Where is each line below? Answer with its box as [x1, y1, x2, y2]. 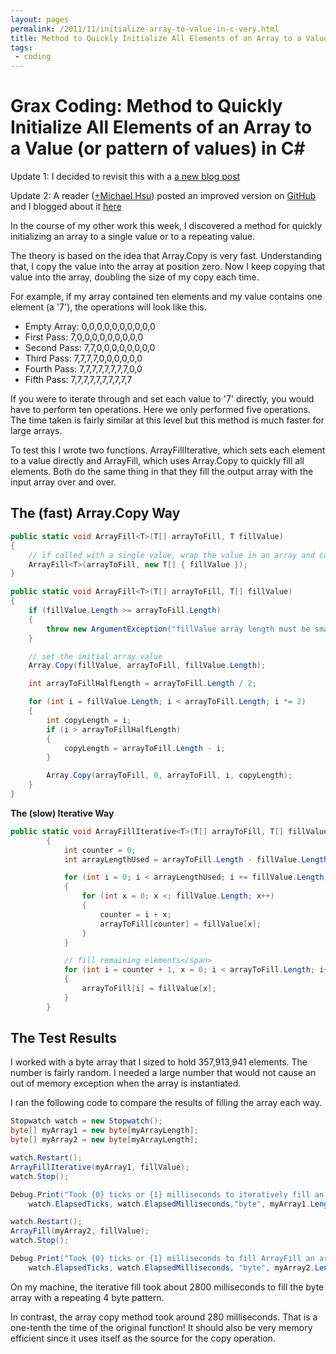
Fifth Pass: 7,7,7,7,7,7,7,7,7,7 [24, 374, 133, 386]
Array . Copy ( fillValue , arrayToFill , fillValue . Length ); [28, 661, 267, 671]
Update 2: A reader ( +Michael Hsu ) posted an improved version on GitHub [10, 190, 317, 202]
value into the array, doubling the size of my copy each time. [10, 271, 260, 283]
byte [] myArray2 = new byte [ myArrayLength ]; [10, 1135, 199, 1145]
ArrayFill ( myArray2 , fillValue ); [10, 1226, 150, 1236]
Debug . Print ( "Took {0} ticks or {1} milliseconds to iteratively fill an [10, 1189, 325, 1200]
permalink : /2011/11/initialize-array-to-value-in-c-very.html [10, 24, 280, 34]
